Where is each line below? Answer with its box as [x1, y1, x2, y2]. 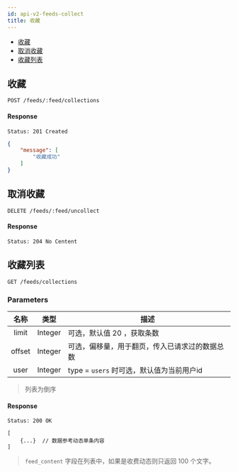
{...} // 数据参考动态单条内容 [20, 437, 105, 444]
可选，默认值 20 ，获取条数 [67, 328, 159, 338]
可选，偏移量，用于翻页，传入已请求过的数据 [67, 341, 217, 351]
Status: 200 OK [7, 417, 52, 424]
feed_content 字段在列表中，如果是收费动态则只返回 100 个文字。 [24, 457, 215, 466]
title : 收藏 [7, 17, 40, 24]
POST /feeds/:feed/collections [7, 97, 100, 104]
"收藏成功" [33, 153, 61, 160]
